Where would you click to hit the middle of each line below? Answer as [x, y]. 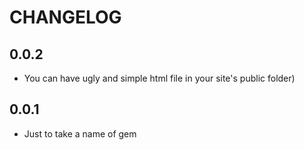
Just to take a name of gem [80, 133]
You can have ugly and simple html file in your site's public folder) [159, 78]
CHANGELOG [65, 17]
